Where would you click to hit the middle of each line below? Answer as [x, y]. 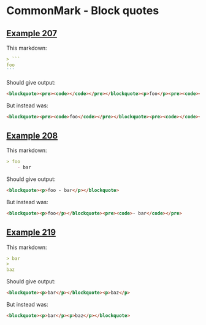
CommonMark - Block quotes [83, 11]
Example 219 [31, 233]
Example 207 [32, 33]
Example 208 [32, 136]
